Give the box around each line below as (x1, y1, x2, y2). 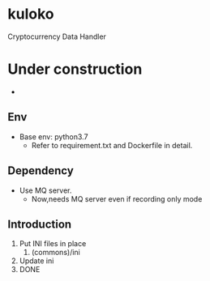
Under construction (7, 60, 143, 79)
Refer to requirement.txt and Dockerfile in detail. (31, 140, 193, 150)
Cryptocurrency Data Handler (7, 32, 107, 41)
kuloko (7, 5, 54, 23)
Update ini (19, 256, 54, 266)
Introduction (7, 217, 72, 231)
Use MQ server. (19, 185, 72, 195)
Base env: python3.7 (19, 131, 88, 142)
